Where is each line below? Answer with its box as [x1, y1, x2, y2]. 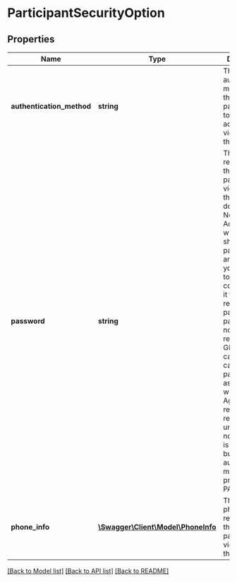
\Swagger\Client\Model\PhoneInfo [97, 522, 217, 532]
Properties [7, 33, 55, 45]
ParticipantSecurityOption [7, 5, 166, 21]
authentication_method [11, 101, 92, 111]
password [11, 316, 45, 326]
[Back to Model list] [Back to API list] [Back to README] [7, 567, 169, 575]
